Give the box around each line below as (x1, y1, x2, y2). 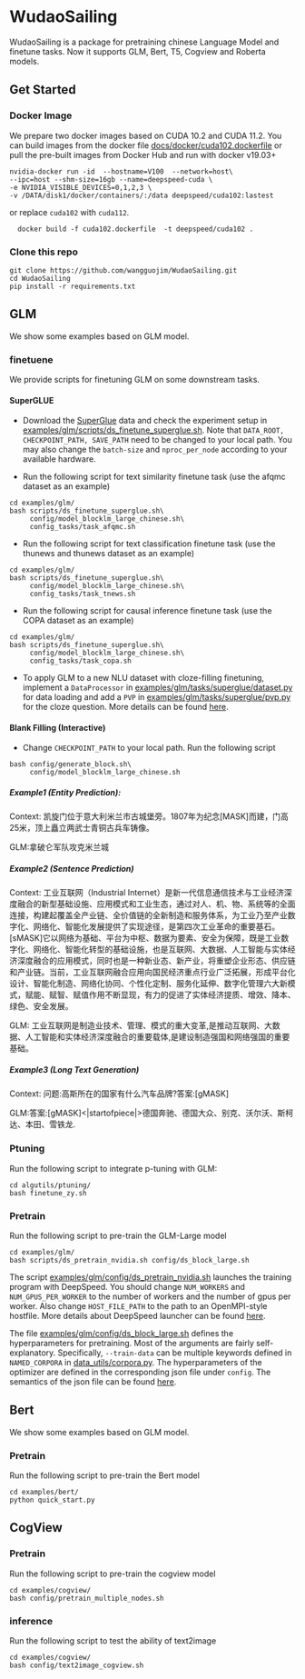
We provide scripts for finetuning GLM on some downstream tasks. (9, 375, 261, 385)
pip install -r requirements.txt (9, 282, 136, 291)
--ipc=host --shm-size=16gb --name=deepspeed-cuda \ (9, 175, 213, 184)
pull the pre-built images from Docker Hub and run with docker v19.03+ (9, 149, 277, 160)
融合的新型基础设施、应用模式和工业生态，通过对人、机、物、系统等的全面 (16, 898, 296, 910)
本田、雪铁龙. (25, 1119, 76, 1130)
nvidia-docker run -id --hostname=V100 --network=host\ (9, 166, 233, 176)
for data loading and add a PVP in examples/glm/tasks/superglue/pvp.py (22, 692, 291, 703)
